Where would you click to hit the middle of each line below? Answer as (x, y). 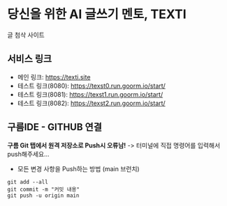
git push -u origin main (43, 196)
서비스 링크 (30, 59)
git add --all (28, 182)
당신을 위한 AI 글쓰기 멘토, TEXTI (97, 14)
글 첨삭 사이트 (26, 35)
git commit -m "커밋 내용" (44, 189)
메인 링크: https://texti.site (54, 77)
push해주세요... (29, 154)
